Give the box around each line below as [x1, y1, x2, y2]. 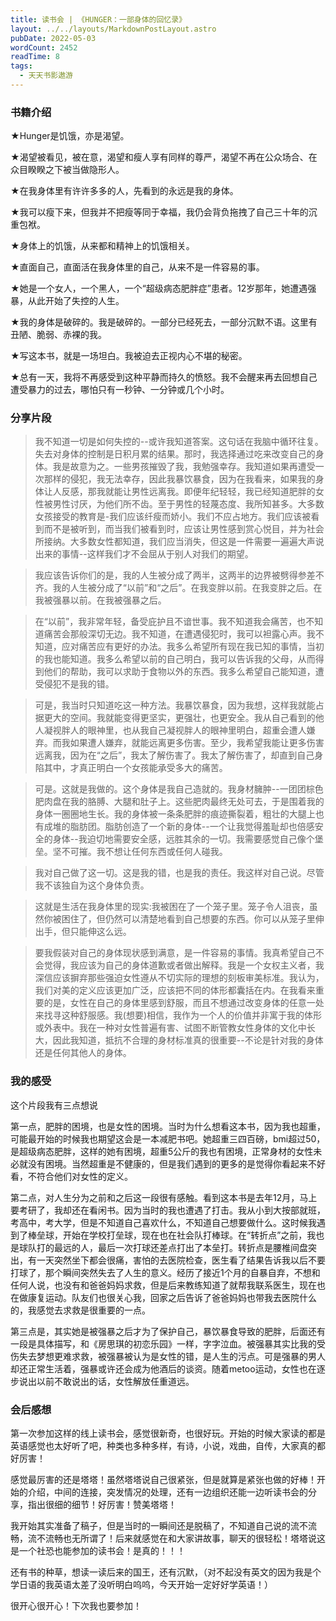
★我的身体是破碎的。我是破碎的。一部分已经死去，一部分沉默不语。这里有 [10, 316, 318, 328]
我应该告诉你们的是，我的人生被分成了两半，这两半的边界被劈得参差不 [34, 569, 325, 581]
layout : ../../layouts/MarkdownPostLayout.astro [10, 24, 217, 34]
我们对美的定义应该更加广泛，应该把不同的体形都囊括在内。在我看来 [34, 984, 316, 996]
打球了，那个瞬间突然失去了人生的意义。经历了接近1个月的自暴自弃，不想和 [10, 1266, 321, 1278]
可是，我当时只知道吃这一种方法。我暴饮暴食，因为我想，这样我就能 [34, 699, 316, 711]
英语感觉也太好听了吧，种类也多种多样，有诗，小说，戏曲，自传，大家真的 [10, 1440, 317, 1452]
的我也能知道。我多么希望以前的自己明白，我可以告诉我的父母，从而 [34, 653, 316, 665]
